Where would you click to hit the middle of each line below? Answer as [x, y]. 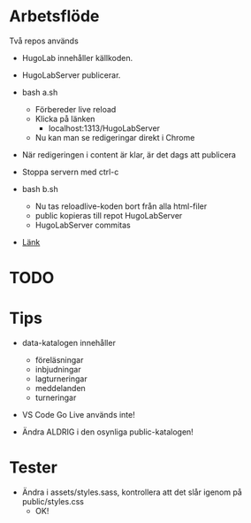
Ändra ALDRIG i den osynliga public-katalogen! [108, 432]
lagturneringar [61, 379]
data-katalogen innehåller [69, 343]
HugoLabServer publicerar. [71, 75]
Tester [33, 468]
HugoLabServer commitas [83, 225]
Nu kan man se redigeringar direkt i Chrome [115, 137]
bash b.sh [40, 188]
